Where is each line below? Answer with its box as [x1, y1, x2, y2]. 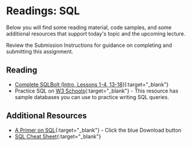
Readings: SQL [6, 4, 80, 18]
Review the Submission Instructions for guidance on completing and [6, 42, 173, 49]
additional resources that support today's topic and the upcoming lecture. [6, 30, 186, 37]
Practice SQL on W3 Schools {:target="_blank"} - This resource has [14, 87, 179, 94]
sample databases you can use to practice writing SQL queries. [14, 93, 170, 100]
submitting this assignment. [6, 47, 74, 55]
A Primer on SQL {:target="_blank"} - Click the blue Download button [14, 126, 182, 134]
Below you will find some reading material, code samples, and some [6, 24, 172, 31]
